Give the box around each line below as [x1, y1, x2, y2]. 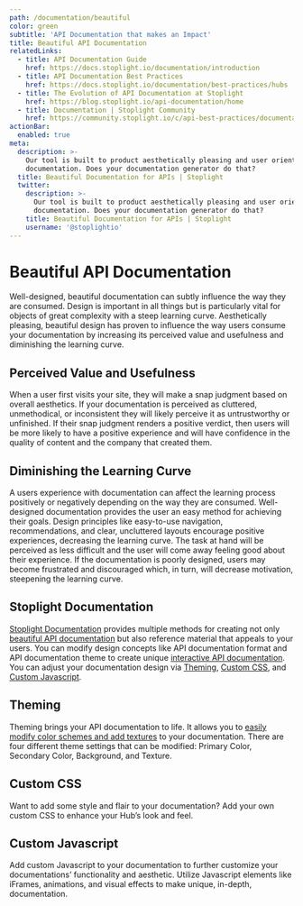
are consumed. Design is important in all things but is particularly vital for [9, 301, 281, 312]
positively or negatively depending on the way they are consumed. [9, 497, 257, 508]
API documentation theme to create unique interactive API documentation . [9, 652, 286, 663]
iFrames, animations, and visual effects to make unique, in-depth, [9, 879, 252, 890]
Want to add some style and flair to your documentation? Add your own [9, 800, 275, 811]
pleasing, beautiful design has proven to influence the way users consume [9, 320, 286, 331]
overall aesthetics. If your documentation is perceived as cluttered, [9, 398, 258, 410]
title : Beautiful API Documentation [9, 38, 147, 48]
